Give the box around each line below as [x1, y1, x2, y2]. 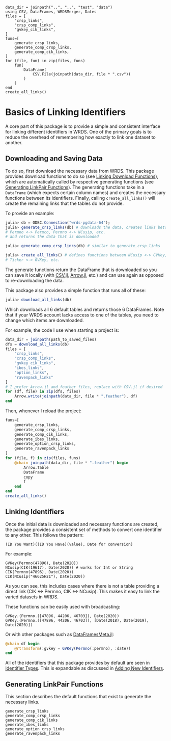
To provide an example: [5, 210, 54, 216]
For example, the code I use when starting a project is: [5, 327, 120, 333]
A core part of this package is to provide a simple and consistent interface [5, 123, 161, 129]
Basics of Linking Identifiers [5, 107, 126, 118]
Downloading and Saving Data [5, 154, 103, 163]
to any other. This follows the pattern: [5, 532, 84, 538]
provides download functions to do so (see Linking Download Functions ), [5, 173, 159, 179]
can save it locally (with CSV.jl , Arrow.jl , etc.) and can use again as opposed [5, 272, 164, 278]
